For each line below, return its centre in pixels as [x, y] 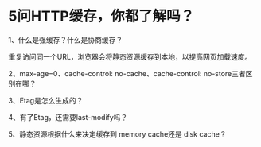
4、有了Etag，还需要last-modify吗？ [68, 117]
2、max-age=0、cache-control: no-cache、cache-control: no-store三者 [127, 73]
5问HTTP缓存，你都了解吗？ [101, 16]
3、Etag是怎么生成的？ [46, 100]
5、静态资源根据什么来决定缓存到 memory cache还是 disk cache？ [117, 134]
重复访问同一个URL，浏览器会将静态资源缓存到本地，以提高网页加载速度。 [130, 56]
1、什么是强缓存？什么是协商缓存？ [66, 40]
